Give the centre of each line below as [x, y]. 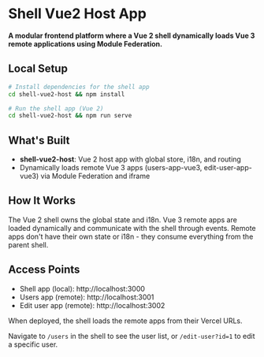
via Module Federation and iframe [95, 176]
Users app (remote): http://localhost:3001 [87, 297]
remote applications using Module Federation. [86, 43]
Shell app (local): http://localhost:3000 [82, 288]
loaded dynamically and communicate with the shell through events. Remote [132, 228]
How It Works [42, 201]
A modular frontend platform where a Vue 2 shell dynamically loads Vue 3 [132, 35]
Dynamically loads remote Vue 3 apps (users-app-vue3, [111, 168]
